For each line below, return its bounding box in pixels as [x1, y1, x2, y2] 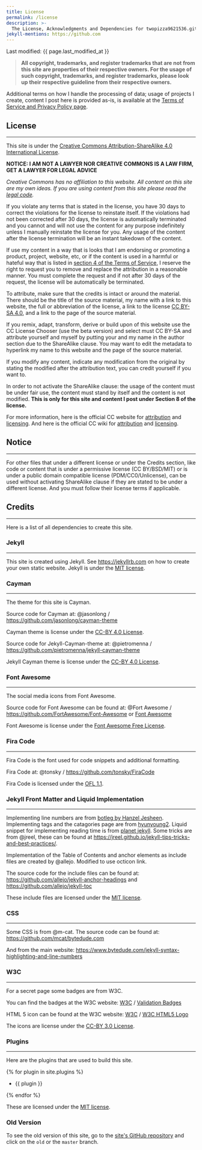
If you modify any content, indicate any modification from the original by [6, 358, 185, 365]
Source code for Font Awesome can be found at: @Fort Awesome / [6, 704, 172, 711]
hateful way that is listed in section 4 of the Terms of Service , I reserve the [6, 259, 191, 266]
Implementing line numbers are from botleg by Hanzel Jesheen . [6, 814, 164, 822]
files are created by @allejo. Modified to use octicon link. [6, 858, 147, 865]
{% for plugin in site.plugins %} [6, 1068, 84, 1075]
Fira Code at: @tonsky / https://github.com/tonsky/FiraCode [6, 768, 155, 775]
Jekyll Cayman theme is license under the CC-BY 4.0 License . [6, 658, 161, 665]
